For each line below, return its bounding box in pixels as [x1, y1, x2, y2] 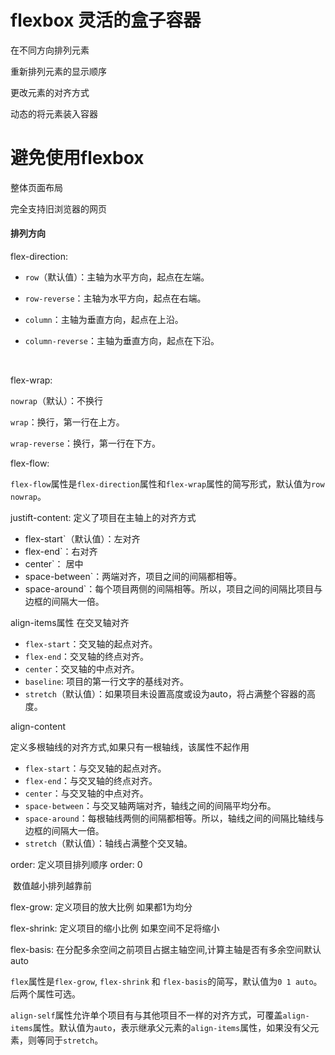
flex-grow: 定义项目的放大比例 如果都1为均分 [10, 901, 193, 913]
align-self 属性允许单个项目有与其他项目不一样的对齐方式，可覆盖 [10, 1009, 283, 1021]
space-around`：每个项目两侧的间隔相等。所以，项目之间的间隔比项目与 [24, 583, 323, 595]
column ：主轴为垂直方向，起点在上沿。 [24, 314, 184, 326]
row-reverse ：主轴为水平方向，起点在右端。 [24, 292, 207, 305]
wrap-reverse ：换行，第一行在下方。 [10, 437, 161, 450]
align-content [10, 721, 67, 733]
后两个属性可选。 [10, 988, 81, 1000]
